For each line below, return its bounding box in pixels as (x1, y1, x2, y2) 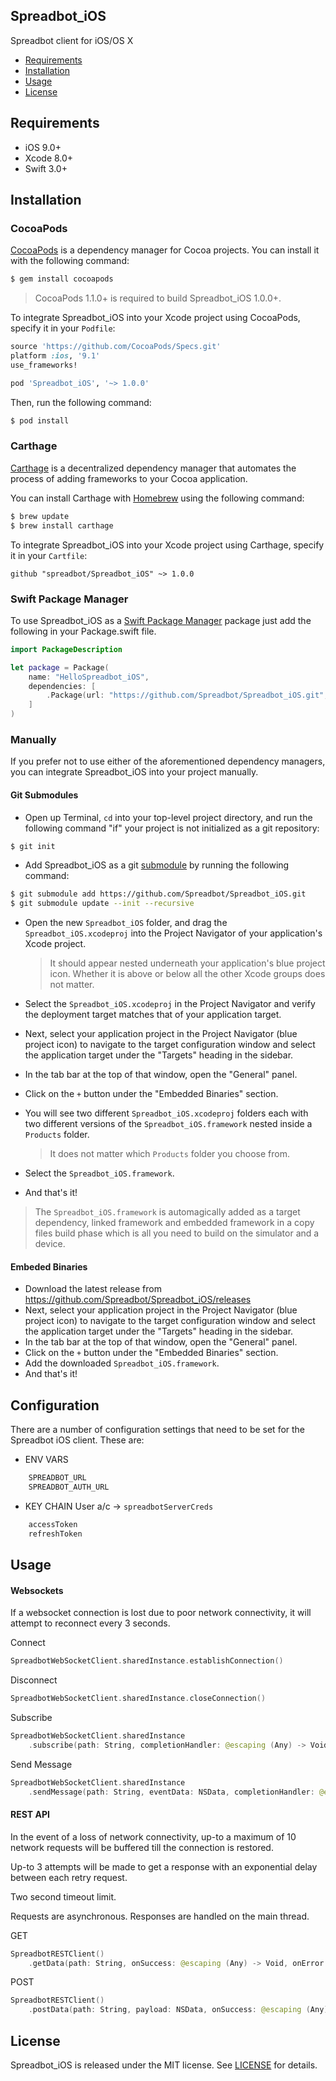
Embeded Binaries (10, 1260, 88, 1273)
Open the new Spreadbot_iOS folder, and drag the (24, 917, 228, 929)
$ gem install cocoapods (10, 274, 114, 284)
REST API (10, 1809, 50, 1821)
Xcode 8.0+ (24, 152, 74, 164)
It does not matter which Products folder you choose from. (49, 1148, 290, 1160)
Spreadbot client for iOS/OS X (10, 34, 134, 46)
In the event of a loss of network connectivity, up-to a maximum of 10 (10, 1830, 297, 1843)
